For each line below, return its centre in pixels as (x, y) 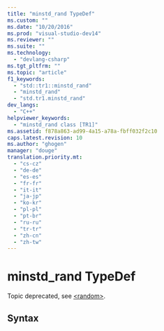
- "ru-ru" (28, 222)
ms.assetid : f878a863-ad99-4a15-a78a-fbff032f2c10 (82, 131)
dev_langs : (23, 105)
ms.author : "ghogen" (37, 144)
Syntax (23, 318)
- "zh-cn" (28, 236)
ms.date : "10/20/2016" (40, 27)
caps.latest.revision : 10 (45, 137)
